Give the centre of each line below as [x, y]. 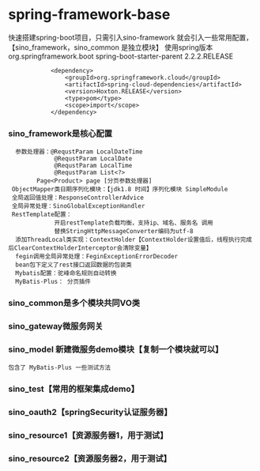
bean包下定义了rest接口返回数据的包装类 [73, 265]
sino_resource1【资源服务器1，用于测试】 [88, 435]
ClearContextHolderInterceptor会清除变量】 [83, 248]
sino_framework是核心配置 [60, 134]
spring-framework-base [89, 15]
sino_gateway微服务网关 [56, 326]
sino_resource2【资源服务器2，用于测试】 [90, 458]
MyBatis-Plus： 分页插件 [53, 282]
